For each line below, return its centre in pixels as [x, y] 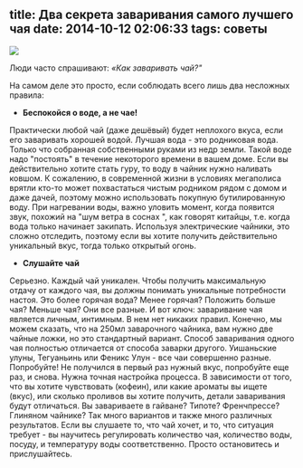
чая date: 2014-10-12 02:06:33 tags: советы [138, 29]
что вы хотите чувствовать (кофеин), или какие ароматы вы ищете [139, 386]
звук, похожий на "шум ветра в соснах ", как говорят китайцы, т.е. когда [150, 216]
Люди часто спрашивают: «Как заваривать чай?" [106, 68]
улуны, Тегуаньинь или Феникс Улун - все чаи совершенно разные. [140, 358]
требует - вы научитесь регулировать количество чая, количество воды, [151, 435]
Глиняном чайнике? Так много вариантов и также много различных [141, 415]
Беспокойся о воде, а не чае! [80, 112]
